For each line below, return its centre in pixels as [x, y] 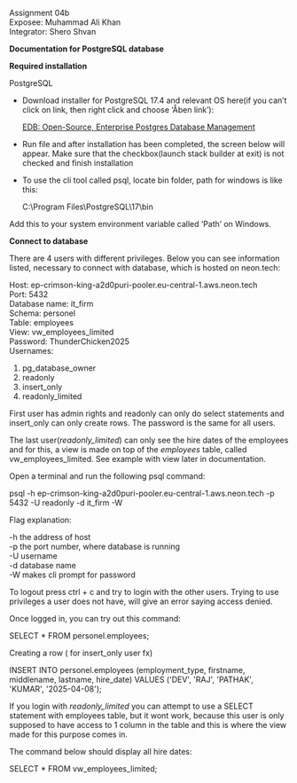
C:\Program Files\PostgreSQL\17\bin [87, 207]
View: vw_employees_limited [62, 332]
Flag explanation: [41, 520]
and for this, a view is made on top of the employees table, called [128, 450]
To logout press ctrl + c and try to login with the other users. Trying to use [144, 592]
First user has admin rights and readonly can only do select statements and [147, 413]
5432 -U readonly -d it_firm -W [66, 503]
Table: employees [41, 322]
